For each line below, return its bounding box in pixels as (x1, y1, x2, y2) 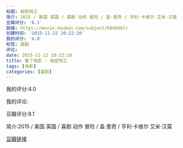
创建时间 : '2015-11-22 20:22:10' (6, 31, 85, 36)
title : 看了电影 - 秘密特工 (6, 58, 68, 63)
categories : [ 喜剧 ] (6, 69, 52, 75)
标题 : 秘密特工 (6, 8, 38, 15)
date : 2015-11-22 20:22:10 (6, 52, 72, 58)
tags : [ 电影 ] (6, 63, 36, 69)
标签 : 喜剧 (6, 42, 29, 48)
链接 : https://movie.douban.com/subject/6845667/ (6, 25, 128, 31)
